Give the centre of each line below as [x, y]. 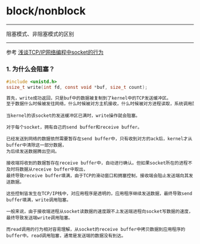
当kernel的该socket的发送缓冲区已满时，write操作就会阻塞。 [73, 115]
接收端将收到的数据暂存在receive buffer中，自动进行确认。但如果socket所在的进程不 [99, 163]
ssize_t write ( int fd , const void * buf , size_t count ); [77, 88]
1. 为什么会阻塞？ [31, 69]
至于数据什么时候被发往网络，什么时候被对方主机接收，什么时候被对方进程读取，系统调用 [99, 104]
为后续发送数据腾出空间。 [33, 151]
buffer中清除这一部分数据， [36, 145]
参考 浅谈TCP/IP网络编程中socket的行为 [55, 52]
